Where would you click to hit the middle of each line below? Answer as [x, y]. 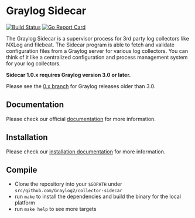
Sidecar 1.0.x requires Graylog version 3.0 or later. [69, 75]
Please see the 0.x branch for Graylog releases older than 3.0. [81, 86]
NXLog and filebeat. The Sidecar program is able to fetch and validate [90, 45]
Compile [22, 170]
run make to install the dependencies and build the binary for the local [98, 197]
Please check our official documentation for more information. [81, 119]
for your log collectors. [34, 63]
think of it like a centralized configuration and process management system [97, 57]
